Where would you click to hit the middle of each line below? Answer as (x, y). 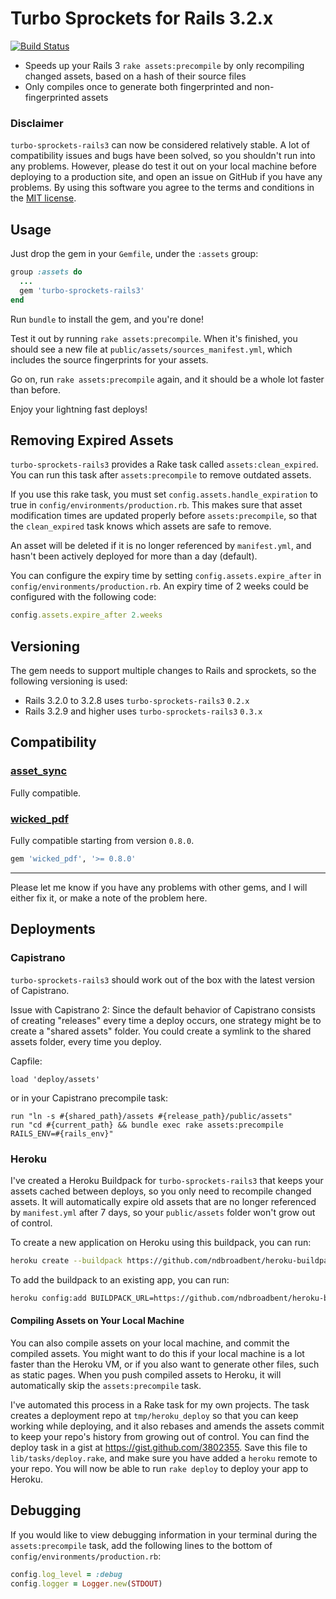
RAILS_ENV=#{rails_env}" (62, 1133)
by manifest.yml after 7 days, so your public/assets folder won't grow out (163, 1212)
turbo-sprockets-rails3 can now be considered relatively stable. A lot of (160, 145)
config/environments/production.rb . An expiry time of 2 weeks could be (160, 586)
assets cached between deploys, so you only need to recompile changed (161, 1191)
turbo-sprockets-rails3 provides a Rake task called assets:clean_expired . (164, 464)
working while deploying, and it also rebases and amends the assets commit (167, 1426)
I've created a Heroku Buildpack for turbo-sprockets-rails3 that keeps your (167, 1180)
